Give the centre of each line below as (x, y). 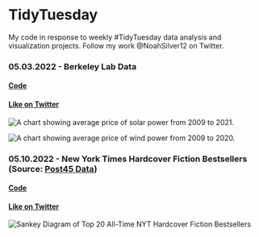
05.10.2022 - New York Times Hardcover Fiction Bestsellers (128, 159)
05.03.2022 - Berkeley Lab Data (73, 66)
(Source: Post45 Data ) (53, 168)
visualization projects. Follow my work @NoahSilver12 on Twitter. (116, 45)
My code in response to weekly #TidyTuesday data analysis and (115, 37)
